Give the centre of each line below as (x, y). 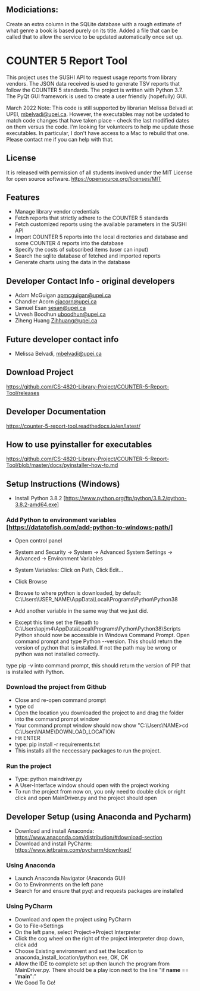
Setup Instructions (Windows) (63, 484)
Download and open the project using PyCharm (73, 919)
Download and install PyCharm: (53, 843)
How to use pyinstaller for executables (79, 445)
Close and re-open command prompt (60, 700)
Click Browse (31, 581)
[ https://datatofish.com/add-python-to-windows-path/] (90, 528)
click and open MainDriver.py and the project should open (86, 798)
